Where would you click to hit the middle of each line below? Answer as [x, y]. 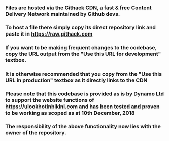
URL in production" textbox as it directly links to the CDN [76, 80]
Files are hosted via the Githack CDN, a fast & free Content [79, 8]
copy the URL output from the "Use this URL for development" [83, 54]
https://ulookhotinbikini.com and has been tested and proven [82, 107]
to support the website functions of [50, 100]
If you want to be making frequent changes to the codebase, [81, 47]
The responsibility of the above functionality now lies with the [83, 126]
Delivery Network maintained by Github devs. [63, 14]
